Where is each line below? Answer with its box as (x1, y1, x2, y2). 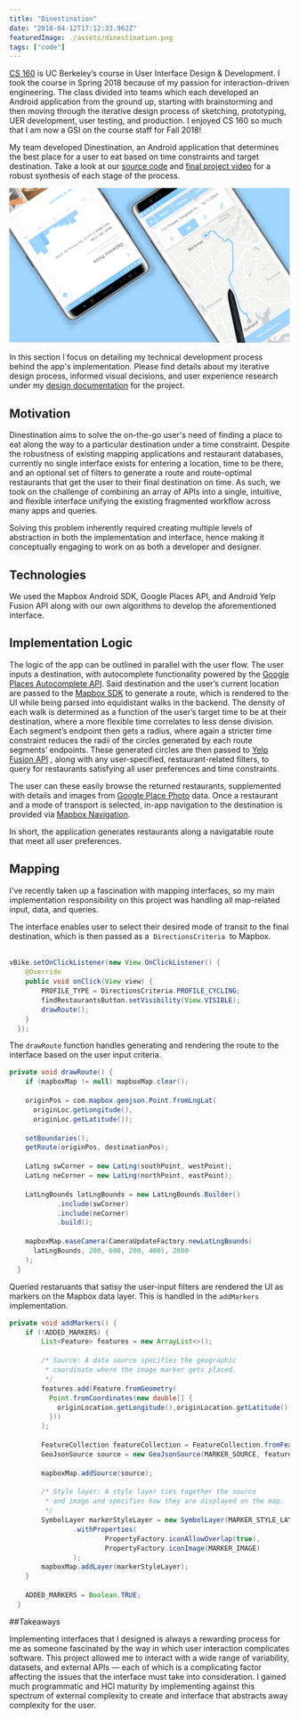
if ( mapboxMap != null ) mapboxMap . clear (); (25, 1077, 190, 1086)
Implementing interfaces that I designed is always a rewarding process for (9, 1634, 281, 1644)
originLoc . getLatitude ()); (32, 1115, 133, 1123)
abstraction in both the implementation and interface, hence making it (9, 532, 265, 543)
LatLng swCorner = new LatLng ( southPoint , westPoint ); (25, 1162, 233, 1171)
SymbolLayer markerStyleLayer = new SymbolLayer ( (41, 1516, 229, 1525)
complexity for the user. (9, 1699, 96, 1710)
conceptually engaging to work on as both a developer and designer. (9, 541, 262, 552)
